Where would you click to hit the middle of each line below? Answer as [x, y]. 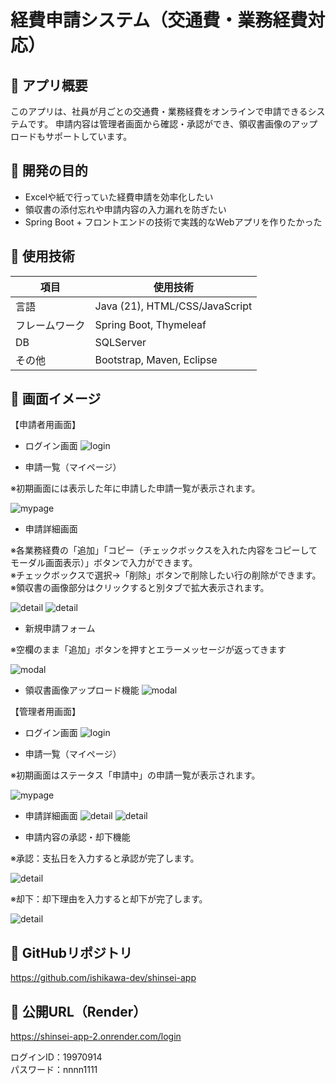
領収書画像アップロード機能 [82, 690]
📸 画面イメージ [56, 399]
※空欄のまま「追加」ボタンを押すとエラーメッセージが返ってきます [148, 650]
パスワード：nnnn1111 [54, 1070]
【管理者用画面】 [45, 712]
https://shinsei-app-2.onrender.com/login [96, 1037]
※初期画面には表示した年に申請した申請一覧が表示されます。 [135, 488]
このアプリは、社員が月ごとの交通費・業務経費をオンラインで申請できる [159, 111]
